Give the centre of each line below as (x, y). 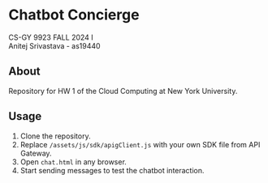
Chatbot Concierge (74, 15)
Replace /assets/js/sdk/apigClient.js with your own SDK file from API (140, 144)
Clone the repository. (55, 136)
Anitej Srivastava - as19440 (54, 45)
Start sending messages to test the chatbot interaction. (112, 170)
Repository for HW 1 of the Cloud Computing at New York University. (123, 91)
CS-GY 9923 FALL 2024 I (51, 37)
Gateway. (36, 153)
